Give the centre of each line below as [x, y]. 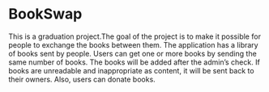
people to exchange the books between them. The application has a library [133, 44]
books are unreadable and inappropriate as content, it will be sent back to [131, 70]
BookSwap [45, 14]
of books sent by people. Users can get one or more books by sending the [132, 53]
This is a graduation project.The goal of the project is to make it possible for [135, 36]
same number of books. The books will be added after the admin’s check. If [134, 62]
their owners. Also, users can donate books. [82, 79]
